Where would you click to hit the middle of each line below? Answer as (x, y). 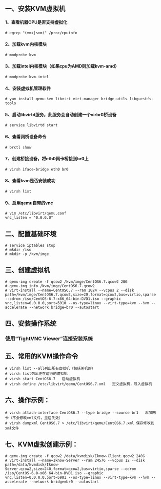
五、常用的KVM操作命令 (42, 356)
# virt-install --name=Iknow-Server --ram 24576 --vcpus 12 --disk (75, 460)
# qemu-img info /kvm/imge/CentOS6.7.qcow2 (50, 286)
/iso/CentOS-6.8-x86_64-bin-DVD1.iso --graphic (54, 473)
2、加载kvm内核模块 (26, 44)
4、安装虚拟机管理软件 (28, 88)
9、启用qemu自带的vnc (29, 203)
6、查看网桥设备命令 (26, 137)
